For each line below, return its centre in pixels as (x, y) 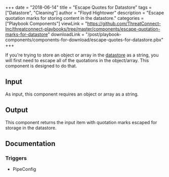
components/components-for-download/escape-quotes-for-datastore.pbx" (84, 40)
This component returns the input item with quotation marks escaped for (81, 122)
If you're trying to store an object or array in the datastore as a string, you (82, 55)
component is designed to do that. (41, 66)
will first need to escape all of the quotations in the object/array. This (77, 60)
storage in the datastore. (31, 128)
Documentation (30, 144)
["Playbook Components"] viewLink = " (46, 23)
